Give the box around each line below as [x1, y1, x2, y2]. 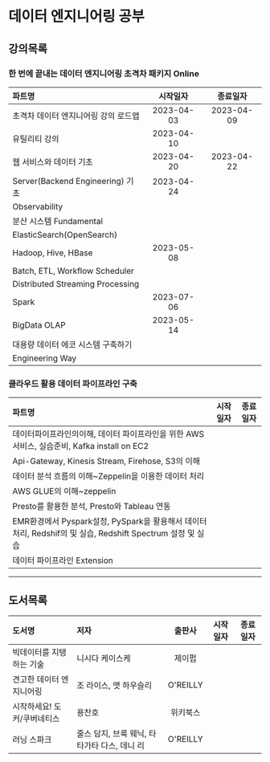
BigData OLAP [12, 319, 66, 330]
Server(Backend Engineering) [12, 175, 125, 186]
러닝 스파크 [12, 734, 52, 745]
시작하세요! [12, 700, 52, 711]
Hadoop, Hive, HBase [12, 247, 93, 258]
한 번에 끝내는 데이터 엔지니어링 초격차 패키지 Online [8, 67, 199, 79]
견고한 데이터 [12, 674, 59, 685]
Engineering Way [12, 352, 77, 364]
